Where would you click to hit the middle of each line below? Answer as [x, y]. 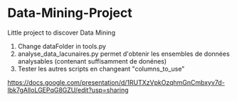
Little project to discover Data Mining [62, 32]
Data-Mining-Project [70, 13]
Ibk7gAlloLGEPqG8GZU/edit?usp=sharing [68, 90]
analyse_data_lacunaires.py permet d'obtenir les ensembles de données [123, 54]
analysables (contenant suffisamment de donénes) [92, 61]
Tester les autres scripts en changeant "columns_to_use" [101, 69]
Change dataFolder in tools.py [62, 46]
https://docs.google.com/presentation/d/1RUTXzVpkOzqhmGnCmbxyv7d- [116, 82]
